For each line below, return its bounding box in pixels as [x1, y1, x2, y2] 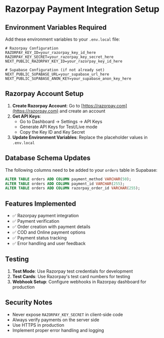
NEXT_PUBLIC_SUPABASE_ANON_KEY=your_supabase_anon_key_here [5, 76, 132, 81]
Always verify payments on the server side [12, 317, 100, 323]
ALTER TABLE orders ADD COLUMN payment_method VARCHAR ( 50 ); [5, 177, 132, 182]
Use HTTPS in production [12, 322, 65, 328]
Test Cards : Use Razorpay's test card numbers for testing [12, 273, 130, 279]
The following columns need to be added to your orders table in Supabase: [5, 167, 158, 173]
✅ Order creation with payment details [12, 224, 90, 230]
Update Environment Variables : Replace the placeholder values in [12, 134, 148, 140]
